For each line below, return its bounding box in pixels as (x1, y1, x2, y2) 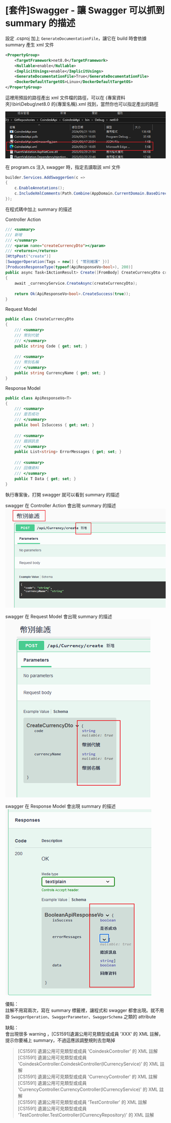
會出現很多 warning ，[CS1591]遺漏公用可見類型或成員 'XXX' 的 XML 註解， (5, 1031, 163, 1037)
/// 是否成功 (14, 412, 39, 417)
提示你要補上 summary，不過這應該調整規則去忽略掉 (5, 1037, 116, 1043)
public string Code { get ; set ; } (14, 343, 88, 348)
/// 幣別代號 (14, 333, 39, 338)
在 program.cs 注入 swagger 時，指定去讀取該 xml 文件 (5, 164, 121, 170)
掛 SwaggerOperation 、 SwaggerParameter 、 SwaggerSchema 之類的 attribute (5, 1013, 156, 1019)
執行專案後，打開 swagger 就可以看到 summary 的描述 (5, 491, 120, 497)
